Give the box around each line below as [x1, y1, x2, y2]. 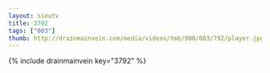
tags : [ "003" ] [8, 26, 56, 34]
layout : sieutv [8, 11, 59, 20]
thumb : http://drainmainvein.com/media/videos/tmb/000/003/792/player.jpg [8, 34, 264, 43]
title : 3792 [8, 19, 48, 27]
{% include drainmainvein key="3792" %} [8, 56, 147, 66]
